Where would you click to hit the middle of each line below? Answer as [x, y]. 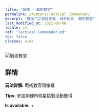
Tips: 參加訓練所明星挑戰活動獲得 [39, 95]
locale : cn [16, 28]
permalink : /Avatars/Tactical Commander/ [48, 14]
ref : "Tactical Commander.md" [36, 32]
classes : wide [20, 41]
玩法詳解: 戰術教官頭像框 [30, 85]
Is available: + [20, 105]
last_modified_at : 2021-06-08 [36, 23]
